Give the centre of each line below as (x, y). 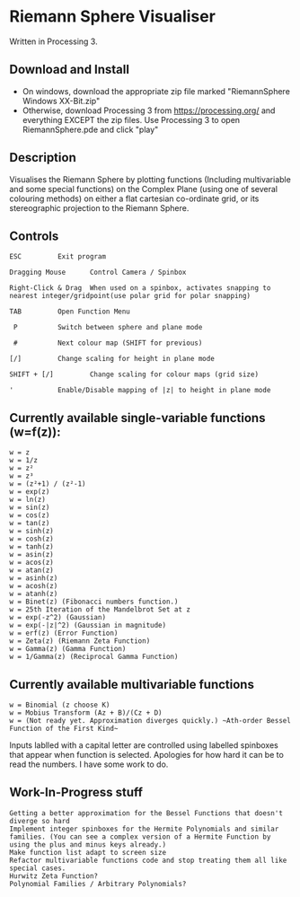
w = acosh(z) (34, 586)
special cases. (38, 868)
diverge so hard (40, 821)
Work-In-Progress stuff (76, 792)
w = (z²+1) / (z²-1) (48, 484)
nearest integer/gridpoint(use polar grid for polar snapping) (130, 296)
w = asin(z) (31, 555)
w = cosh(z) (31, 539)
